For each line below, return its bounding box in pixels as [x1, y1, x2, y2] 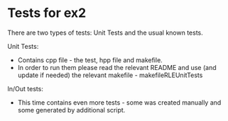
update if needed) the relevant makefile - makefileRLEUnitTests [17, 71, 203, 79]
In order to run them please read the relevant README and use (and [17, 63, 217, 71]
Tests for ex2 [7, 5, 87, 21]
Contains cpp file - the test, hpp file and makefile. [17, 55, 163, 64]
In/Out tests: [7, 84, 44, 93]
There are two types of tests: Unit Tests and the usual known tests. [7, 28, 204, 37]
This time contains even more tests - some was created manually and [17, 98, 222, 107]
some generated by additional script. [17, 105, 126, 114]
